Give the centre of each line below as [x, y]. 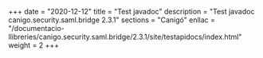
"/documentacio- [37, 28]
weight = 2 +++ [34, 45]
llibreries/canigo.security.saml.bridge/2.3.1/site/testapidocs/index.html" [125, 37]
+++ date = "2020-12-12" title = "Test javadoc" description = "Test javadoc [131, 12]
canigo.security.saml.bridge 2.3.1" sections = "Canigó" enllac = [112, 20]
